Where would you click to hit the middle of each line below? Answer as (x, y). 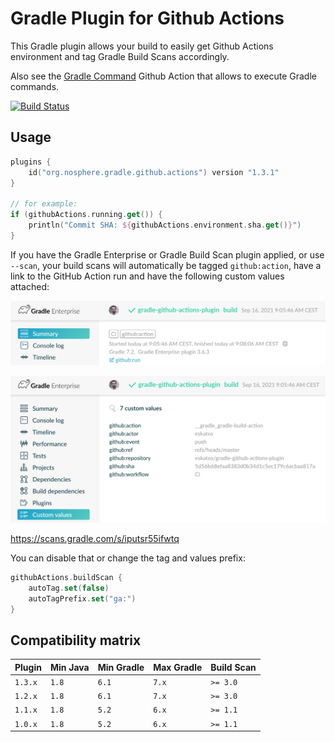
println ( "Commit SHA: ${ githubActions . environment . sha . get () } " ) (165, 225)
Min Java (69, 667)
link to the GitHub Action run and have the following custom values (147, 276)
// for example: (44, 204)
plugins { (31, 162)
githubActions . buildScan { (66, 577)
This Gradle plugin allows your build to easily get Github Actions (142, 46)
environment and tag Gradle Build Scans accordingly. (120, 56)
